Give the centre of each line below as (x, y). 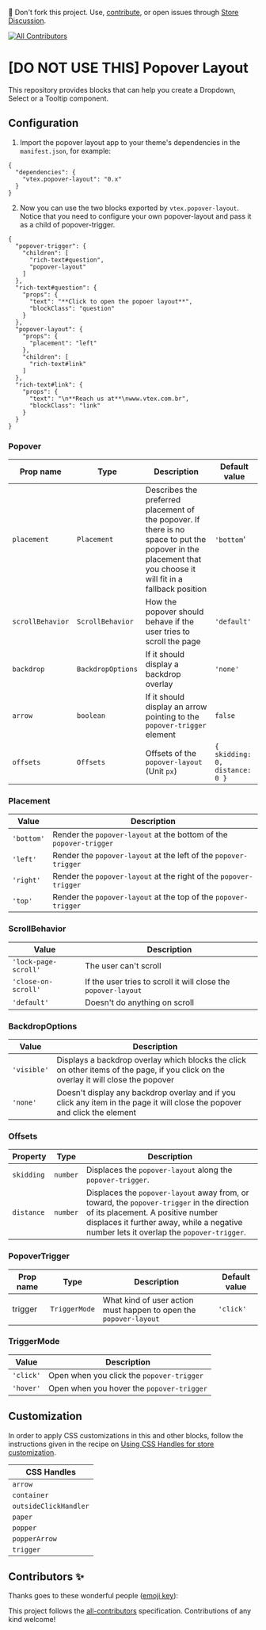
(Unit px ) (161, 771)
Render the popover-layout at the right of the (136, 876)
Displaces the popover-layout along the (159, 1170)
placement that (173, 559)
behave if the (170, 622)
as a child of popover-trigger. (67, 224)
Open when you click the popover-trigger (126, 1375)
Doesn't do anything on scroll (140, 1002)
